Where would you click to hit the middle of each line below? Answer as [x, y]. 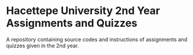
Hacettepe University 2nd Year [83, 11]
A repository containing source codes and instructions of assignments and [97, 39]
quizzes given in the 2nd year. [42, 46]
